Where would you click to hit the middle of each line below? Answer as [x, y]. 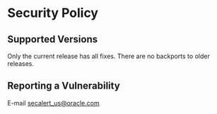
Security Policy [53, 13]
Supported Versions [52, 39]
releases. [20, 64]
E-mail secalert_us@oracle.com [54, 103]
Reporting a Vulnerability [64, 86]
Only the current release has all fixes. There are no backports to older [108, 56]
